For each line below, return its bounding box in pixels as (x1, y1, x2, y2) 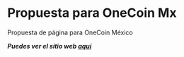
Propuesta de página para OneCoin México (7, 28, 133, 37)
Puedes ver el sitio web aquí (7, 42, 92, 50)
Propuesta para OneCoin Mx (7, 5, 177, 21)
